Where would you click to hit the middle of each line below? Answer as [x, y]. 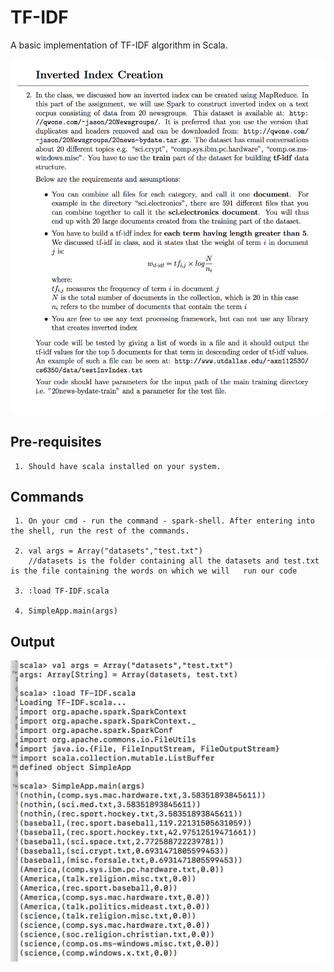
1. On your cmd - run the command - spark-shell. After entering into [164, 521]
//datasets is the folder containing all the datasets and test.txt [174, 561]
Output [32, 641]
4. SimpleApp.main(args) [66, 611]
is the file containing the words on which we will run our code [154, 571]
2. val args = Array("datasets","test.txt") [108, 551]
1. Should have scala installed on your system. [118, 466]
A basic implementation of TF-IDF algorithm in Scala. [119, 45]
